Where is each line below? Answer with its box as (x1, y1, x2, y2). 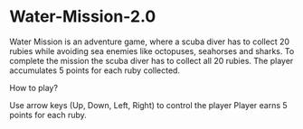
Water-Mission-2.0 (9, 6, 156, 27)
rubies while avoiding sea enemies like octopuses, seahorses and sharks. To (9, 45, 295, 56)
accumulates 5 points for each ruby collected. (9, 65, 181, 76)
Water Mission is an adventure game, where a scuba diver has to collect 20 (9, 36, 290, 47)
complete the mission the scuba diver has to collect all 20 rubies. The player (9, 55, 294, 66)
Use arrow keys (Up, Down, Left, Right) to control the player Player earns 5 (9, 99, 288, 110)
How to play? (9, 82, 59, 93)
